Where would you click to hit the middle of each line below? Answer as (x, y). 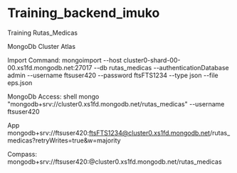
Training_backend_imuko (84, 13)
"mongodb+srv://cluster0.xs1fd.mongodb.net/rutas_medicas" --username (116, 104)
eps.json (20, 82)
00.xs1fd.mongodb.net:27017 (50, 67)
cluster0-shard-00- (152, 60)
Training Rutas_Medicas (43, 33)
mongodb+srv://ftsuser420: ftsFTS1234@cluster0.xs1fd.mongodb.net (109, 133)
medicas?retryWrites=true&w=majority (64, 140)
